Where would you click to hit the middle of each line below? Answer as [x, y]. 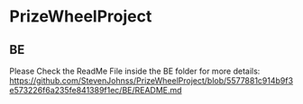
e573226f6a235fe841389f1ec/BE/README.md [96, 90]
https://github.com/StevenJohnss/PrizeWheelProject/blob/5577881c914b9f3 [151, 81]
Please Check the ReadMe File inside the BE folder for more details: [135, 71]
